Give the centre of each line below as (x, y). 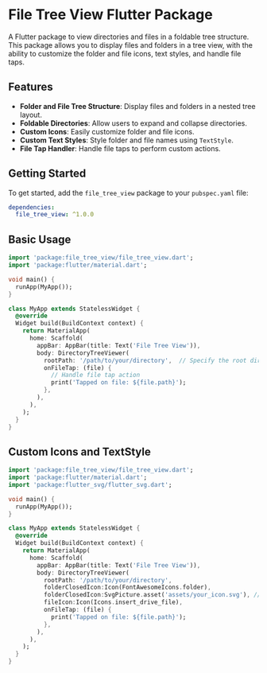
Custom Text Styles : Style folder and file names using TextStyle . (127, 140)
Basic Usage (40, 239)
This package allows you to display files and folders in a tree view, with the (130, 45)
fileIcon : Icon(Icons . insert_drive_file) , (113, 602)
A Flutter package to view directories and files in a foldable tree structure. (129, 37)
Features (31, 87)
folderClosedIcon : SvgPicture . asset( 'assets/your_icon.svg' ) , (147, 595)
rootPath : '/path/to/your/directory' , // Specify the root (145, 360)
